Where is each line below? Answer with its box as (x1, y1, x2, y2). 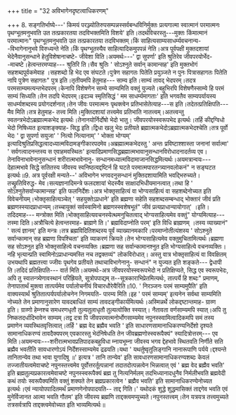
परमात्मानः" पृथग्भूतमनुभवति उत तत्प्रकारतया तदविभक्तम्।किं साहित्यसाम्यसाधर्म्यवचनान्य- (7, 37, 202, 45)
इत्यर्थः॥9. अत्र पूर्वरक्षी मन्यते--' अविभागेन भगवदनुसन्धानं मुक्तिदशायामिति (7, 171, 167, 179)
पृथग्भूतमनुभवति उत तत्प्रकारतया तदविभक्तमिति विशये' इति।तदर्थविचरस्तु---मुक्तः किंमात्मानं (7, 29, 208, 37)
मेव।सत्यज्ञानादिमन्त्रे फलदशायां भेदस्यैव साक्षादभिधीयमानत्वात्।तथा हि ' (38, 179, 193, 187)
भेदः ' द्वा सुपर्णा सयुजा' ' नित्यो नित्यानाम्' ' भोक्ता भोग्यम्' (7, 132, 131, 140)
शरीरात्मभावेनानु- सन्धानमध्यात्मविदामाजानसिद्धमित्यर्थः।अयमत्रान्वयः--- (57, 155, 211, 163)
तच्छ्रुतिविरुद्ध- (7, 179, 37, 187)
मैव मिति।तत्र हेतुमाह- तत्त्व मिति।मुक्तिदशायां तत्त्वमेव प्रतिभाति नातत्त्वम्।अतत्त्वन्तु (7, 108, 184, 116)
